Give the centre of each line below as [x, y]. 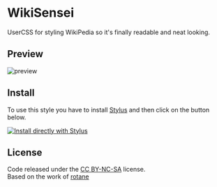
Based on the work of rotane [48, 177]
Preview [25, 54]
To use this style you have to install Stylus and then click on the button [108, 110]
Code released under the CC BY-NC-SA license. [76, 170]
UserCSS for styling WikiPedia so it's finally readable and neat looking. [109, 32]
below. [17, 117]
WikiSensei [41, 13]
